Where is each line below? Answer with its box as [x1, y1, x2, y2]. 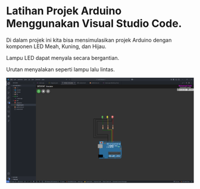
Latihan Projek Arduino [6, 4, 122, 18]
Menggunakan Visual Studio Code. [6, 17, 182, 30]
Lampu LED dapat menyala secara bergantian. [6, 54, 120, 61]
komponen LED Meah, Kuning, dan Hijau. [6, 43, 107, 50]
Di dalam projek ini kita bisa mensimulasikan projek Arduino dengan [6, 36, 172, 43]
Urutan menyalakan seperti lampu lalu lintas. [6, 65, 115, 73]
